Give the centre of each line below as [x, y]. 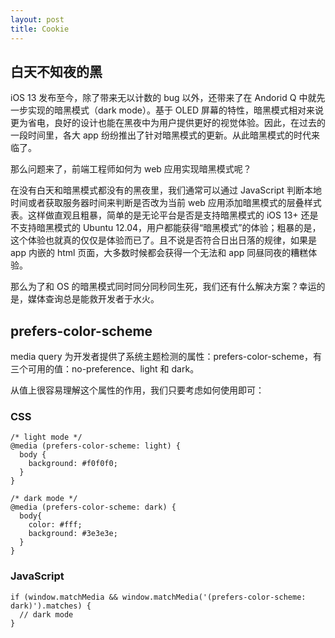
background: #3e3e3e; [73, 534]
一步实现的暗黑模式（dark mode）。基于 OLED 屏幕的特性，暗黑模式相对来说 [167, 110]
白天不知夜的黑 [56, 71]
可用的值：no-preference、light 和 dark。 [113, 369]
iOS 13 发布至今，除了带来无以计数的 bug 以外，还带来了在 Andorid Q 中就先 [168, 98]
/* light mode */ [46, 437]
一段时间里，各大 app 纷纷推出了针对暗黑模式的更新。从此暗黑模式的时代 [161, 135]
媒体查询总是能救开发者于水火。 [93, 299]
